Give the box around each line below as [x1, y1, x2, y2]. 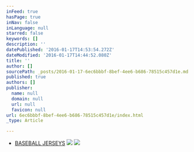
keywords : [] [6, 36, 38, 42]
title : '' [6, 58, 31, 63]
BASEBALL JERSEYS [14, 140, 65, 147]
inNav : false [6, 19, 38, 25]
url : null [11, 101, 35, 107]
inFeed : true [6, 8, 38, 15]
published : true [6, 74, 46, 80]
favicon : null [11, 107, 46, 113]
